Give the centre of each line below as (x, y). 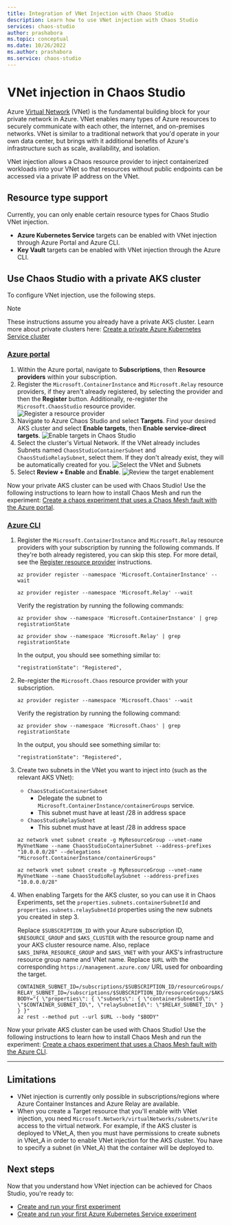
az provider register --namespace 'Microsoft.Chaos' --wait (105, 700)
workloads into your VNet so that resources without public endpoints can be (115, 169)
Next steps (31, 1170)
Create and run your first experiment (69, 1206)
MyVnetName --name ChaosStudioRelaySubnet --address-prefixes (108, 876)
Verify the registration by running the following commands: (100, 605)
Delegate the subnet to (70, 798)
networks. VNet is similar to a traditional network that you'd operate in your (113, 133)
